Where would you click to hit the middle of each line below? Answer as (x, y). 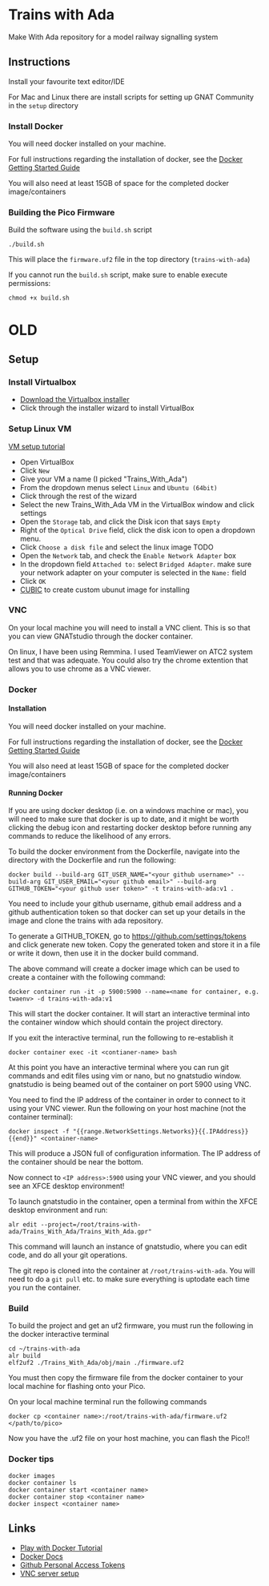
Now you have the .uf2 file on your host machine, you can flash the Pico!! (129, 1439)
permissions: (30, 284)
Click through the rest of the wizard (78, 496)
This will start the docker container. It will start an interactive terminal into (129, 1014)
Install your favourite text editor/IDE (67, 81)
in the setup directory (43, 105)
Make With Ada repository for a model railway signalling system (113, 37)
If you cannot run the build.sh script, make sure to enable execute (118, 275)
